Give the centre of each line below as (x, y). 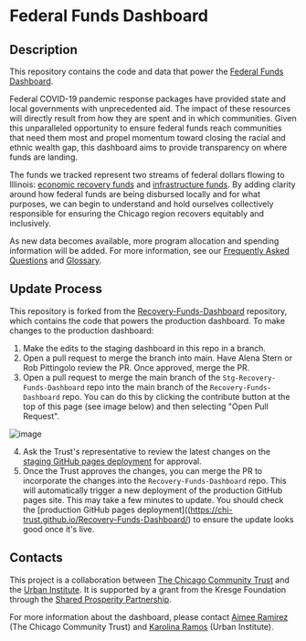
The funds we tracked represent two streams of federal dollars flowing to (147, 175)
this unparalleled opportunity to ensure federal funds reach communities (146, 128)
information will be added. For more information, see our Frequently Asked (150, 251)
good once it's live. (58, 529)
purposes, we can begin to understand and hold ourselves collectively (142, 204)
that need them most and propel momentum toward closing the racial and (148, 137)
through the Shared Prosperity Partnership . (90, 599)
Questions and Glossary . (56, 260)
